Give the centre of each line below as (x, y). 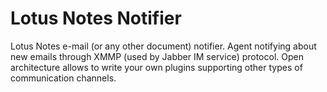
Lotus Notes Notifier (96, 18)
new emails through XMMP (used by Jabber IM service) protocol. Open (157, 56)
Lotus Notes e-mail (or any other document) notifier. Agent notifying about (163, 46)
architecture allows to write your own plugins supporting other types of (156, 67)
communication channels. (63, 78)
